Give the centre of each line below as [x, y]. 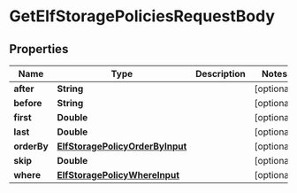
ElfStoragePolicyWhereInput [118, 175]
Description [221, 74]
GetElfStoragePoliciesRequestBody [142, 16]
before [28, 103]
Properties [39, 49]
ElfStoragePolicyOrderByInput [122, 146]
